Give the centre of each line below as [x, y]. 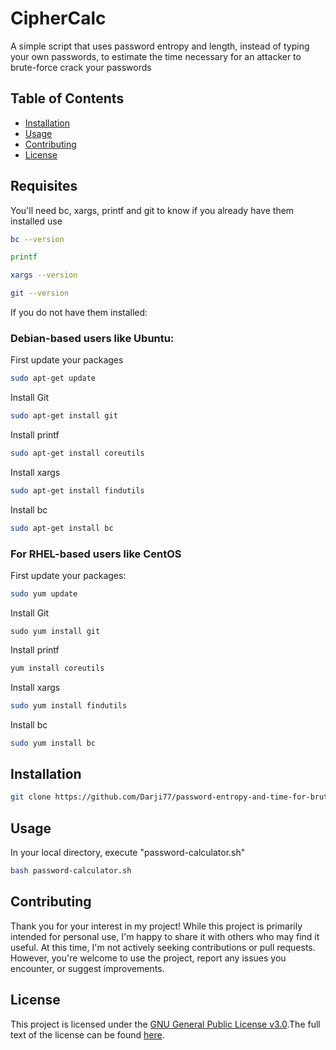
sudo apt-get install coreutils [77, 453]
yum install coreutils [57, 668]
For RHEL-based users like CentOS [96, 554]
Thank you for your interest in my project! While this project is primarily [156, 926]
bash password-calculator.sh [71, 871]
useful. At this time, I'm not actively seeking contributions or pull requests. [163, 947]
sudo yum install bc [53, 743]
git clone [31, 797]
